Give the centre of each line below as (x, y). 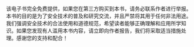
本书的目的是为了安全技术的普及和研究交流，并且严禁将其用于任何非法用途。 (99, 16)
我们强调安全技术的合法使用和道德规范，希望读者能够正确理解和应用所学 (93, 23)
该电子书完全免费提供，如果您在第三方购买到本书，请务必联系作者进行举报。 (99, 9)
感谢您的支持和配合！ (42, 38)
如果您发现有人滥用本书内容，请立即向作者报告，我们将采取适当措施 (98, 31)
